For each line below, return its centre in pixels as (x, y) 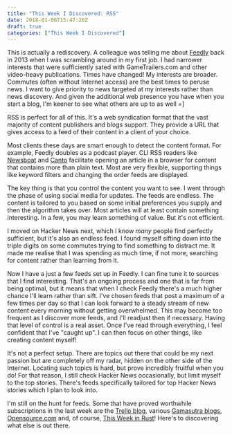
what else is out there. (39, 425)
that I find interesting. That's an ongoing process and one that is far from (111, 281)
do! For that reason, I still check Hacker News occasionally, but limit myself (114, 376)
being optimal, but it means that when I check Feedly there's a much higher (115, 288)
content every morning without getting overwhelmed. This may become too (115, 311)
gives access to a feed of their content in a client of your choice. (99, 132)
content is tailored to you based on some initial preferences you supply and (115, 203)
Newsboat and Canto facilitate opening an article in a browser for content (112, 160)
